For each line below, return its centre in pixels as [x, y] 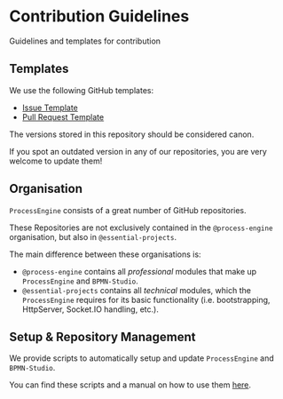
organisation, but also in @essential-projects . [93, 236]
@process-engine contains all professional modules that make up [139, 271]
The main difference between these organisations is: [105, 254]
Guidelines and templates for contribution [85, 41]
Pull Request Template [63, 116]
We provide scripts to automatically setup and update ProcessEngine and [141, 358]
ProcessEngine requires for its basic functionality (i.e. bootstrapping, [146, 299]
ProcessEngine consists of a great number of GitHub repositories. [128, 210]
